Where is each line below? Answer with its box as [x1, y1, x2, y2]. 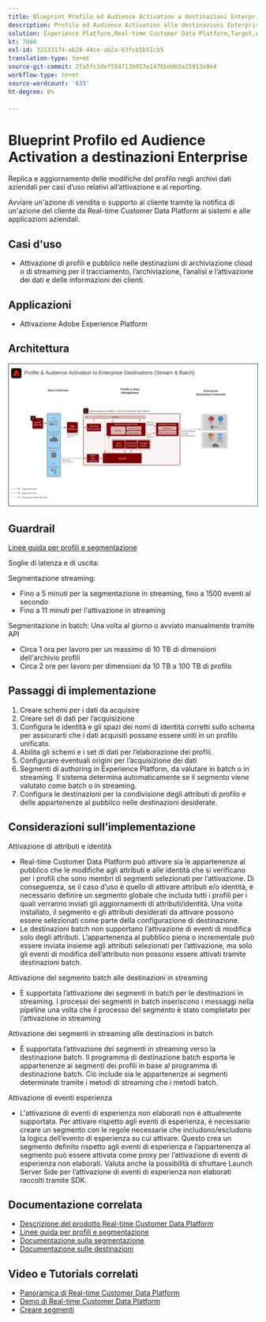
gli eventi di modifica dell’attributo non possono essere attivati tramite [19, 949, 246, 959]
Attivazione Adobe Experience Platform [19, 318, 148, 328]
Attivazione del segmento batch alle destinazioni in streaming [8, 973, 208, 982]
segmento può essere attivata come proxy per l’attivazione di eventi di [19, 1150, 249, 1159]
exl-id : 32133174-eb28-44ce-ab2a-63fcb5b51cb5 [8, 46, 164, 55]
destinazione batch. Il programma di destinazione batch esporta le [19, 1052, 235, 1062]
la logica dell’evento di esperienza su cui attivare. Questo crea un [19, 1133, 232, 1143]
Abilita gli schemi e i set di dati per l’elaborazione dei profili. [19, 747, 213, 756]
